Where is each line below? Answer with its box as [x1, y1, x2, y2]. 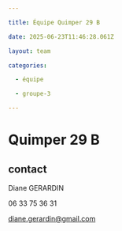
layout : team [8, 47, 51, 55]
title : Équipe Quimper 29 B [8, 18, 101, 26]
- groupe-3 [15, 90, 51, 98]
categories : [8, 61, 47, 70]
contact [8, 162, 47, 176]
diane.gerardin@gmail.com [8, 214, 96, 223]
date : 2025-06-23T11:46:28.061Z [8, 32, 114, 40]
